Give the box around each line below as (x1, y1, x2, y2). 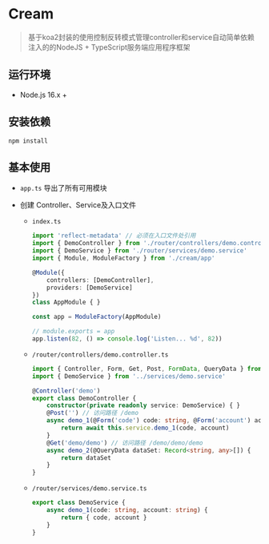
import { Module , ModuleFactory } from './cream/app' (31, 254, 215, 262)
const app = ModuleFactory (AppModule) (31, 313, 162, 321)
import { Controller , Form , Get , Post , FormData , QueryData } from (31, 365, 262, 373)
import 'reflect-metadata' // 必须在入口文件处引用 (31, 232, 196, 240)
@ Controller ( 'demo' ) (31, 386, 101, 395)
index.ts (31, 218, 62, 226)
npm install (8, 137, 48, 145)
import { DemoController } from (31, 240, 140, 248)
